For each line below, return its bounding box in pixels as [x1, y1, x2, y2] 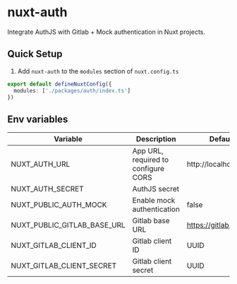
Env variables [7, 113, 68, 125]
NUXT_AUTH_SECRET [11, 184, 84, 194]
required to [132, 155, 169, 165]
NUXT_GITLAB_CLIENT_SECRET [11, 261, 117, 271]
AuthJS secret [132, 184, 180, 194]
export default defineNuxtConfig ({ [7, 81, 112, 88]
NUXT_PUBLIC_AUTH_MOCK [11, 200, 107, 210]
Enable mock [132, 196, 176, 206]
